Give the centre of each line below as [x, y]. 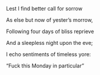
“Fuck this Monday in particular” [45, 66]
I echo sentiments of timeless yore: [49, 54]
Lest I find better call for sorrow [44, 9]
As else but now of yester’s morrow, [49, 20]
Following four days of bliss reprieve [50, 31]
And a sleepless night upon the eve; [49, 43]
